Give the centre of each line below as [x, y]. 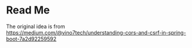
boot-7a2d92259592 [32, 39]
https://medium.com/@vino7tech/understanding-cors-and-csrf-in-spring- [96, 32]
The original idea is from [36, 26]
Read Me [28, 10]
